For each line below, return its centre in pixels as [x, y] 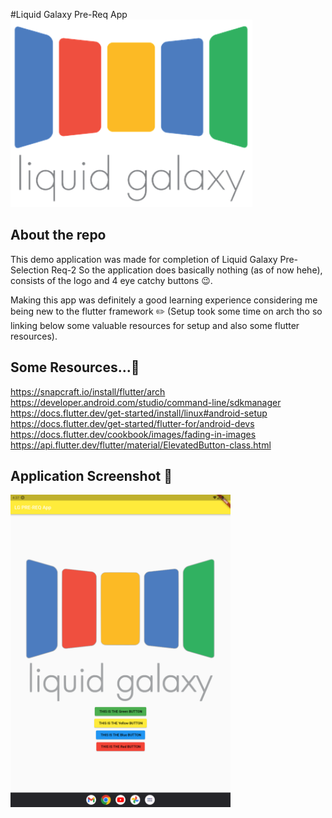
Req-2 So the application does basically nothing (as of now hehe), [187, 270]
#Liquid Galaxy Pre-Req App [69, 14]
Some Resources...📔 [75, 367]
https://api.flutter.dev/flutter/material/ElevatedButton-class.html [141, 445]
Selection [30, 270]
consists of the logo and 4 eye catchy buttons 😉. [111, 280]
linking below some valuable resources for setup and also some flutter [155, 325]
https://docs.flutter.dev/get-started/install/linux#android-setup [139, 413]
